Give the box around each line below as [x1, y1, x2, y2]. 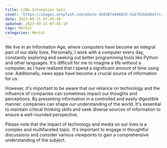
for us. [5, 75, 19, 81]
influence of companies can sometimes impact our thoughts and [5, 90, 138, 96]
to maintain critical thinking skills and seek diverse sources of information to [5, 106, 161, 112]
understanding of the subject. [5, 137, 66, 143]
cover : [5, 12, 19, 17]
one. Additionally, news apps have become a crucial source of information [5, 71, 157, 76]
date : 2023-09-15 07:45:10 [5, 16, 61, 21]
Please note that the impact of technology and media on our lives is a [5, 121, 147, 127]
